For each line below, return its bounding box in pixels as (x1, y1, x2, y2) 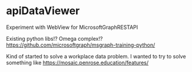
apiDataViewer (6, 4, 80, 18)
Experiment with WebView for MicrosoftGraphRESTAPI (6, 24, 138, 31)
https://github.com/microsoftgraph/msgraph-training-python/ (6, 41, 155, 48)
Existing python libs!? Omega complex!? (6, 35, 103, 42)
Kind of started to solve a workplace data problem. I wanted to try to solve (6, 53, 187, 60)
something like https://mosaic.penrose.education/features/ (6, 59, 149, 66)
